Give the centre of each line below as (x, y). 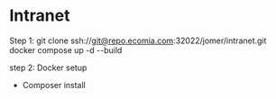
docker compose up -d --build (66, 49)
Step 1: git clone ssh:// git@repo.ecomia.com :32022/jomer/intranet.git (138, 40)
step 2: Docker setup (48, 67)
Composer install (54, 85)
